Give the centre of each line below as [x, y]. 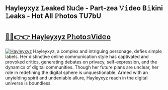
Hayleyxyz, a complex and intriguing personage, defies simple [97, 51]
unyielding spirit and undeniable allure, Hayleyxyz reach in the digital [76, 78]
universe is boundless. [28, 83]
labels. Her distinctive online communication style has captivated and [77, 56]
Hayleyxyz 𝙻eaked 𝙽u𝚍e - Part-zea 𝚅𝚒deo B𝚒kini [84, 8]
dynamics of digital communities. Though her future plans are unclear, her [82, 67]
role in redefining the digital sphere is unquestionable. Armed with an [77, 72]
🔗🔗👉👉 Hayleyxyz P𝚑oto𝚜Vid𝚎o [58, 37]
